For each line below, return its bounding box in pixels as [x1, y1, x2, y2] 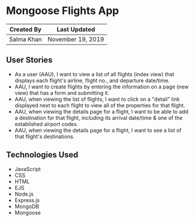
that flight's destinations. [14, 133, 75, 140]
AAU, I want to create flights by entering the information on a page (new [14, 83, 189, 90]
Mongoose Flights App [6, 4, 119, 18]
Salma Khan [9, 35, 42, 43]
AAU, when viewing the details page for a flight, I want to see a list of [14, 127, 182, 134]
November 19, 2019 [48, 35, 105, 43]
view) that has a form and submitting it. [14, 89, 110, 96]
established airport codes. [14, 120, 78, 127]
